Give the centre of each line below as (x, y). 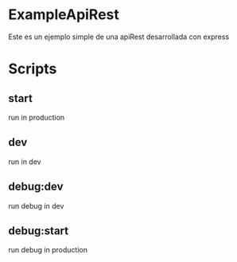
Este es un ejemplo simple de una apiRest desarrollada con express (118, 37)
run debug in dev (36, 205)
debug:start (39, 231)
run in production (37, 117)
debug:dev (36, 187)
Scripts (33, 69)
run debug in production (48, 250)
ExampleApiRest (64, 15)
